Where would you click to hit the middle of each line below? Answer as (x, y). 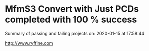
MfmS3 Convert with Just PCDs (72, 9)
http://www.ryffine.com (29, 43)
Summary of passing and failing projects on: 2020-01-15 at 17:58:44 (75, 33)
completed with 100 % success (71, 20)
